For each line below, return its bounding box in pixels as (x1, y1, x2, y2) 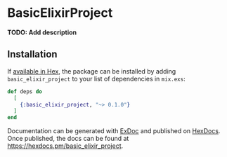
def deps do (7, 88, 42, 95)
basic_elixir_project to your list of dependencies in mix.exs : (7, 74, 186, 83)
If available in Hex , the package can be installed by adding (7, 67, 176, 75)
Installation (7, 48, 58, 60)
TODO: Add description (7, 28, 77, 36)
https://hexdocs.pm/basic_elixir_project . (7, 142, 124, 150)
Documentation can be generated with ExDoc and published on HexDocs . (7, 127, 221, 135)
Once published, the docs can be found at (7, 135, 129, 143)
